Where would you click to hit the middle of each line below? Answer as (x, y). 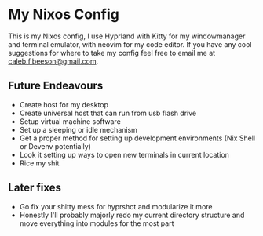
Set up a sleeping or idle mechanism (78, 129)
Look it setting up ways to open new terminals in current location (124, 154)
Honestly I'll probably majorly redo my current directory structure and (132, 215)
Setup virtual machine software (70, 121)
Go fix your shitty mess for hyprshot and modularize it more (116, 206)
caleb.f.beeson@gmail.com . (53, 61)
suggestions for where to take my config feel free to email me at (112, 53)
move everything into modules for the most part (97, 223)
